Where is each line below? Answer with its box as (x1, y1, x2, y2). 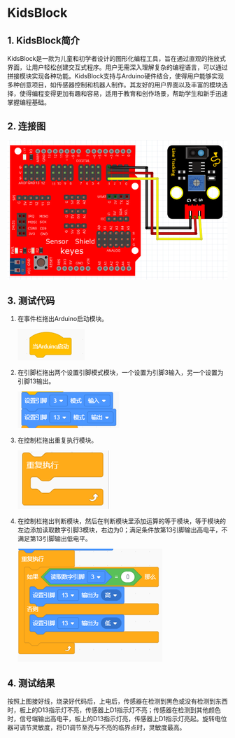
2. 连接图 (7, 120, 46, 132)
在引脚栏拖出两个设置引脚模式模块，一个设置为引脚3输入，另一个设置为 (17, 369, 224, 377)
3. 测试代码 (7, 295, 55, 306)
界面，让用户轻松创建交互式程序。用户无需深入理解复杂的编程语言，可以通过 (7, 63, 228, 71)
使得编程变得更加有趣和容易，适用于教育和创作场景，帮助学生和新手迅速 (19, 90, 228, 97)
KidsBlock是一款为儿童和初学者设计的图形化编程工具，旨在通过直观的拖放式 (7, 55, 226, 62)
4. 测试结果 (7, 677, 55, 689)
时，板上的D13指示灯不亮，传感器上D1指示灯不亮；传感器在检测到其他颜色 (7, 706, 222, 714)
